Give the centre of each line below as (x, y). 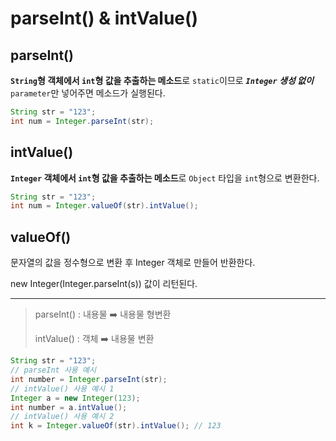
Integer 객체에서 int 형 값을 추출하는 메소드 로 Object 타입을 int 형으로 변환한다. (165, 178)
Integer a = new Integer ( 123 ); (75, 398)
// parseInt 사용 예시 (53, 370)
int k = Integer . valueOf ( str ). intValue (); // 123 (116, 426)
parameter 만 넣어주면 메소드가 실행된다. (88, 93)
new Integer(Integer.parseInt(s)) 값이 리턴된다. (104, 284)
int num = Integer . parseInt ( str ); (82, 121)
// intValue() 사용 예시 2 (62, 417)
